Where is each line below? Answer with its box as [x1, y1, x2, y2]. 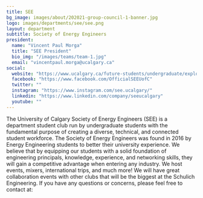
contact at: [6, 185, 33, 193]
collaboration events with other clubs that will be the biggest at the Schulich [6, 173, 195, 180]
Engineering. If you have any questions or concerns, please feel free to [6, 179, 183, 187]
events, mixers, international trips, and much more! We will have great [6, 167, 180, 174]
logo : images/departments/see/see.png [6, 20, 104, 26]
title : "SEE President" [11, 48, 71, 54]
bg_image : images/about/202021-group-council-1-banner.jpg [6, 14, 158, 21]
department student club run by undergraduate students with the [6, 121, 168, 129]
